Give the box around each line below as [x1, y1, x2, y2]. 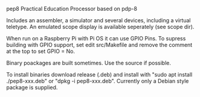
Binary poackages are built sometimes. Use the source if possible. [6, 60, 171, 66]
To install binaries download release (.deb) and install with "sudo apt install [6, 71, 193, 78]
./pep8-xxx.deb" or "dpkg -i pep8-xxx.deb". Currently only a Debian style [6, 78, 189, 84]
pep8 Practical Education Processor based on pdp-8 [6, 5, 138, 12]
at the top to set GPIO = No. [6, 48, 76, 55]
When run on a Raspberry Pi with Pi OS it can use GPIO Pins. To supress [6, 35, 186, 42]
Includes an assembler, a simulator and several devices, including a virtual [6, 17, 191, 23]
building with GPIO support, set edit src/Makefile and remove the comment [6, 42, 193, 48]
